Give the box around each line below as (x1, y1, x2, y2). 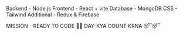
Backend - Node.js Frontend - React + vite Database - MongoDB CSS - (6, 5, 178, 12)
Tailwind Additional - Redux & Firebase (6, 11, 100, 18)
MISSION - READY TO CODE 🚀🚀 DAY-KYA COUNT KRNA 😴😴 (6, 23, 160, 29)
